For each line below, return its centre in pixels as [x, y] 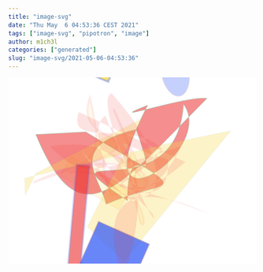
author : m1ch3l [33, 42]
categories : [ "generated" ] [52, 50]
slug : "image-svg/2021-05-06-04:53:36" [74, 58]
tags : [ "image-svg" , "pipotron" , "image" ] [79, 33]
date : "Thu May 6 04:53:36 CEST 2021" [74, 25]
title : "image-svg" [40, 17]
